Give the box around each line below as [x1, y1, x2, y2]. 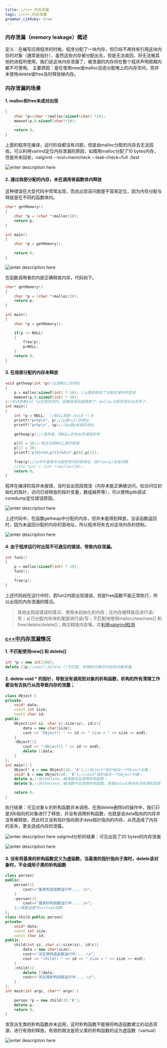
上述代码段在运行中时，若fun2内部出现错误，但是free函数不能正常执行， [5, 592, 154, 598]
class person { [5, 873, 35, 878]
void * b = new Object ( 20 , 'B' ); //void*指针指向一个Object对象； [14, 772, 143, 777]
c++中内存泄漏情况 [5, 635, 51, 642]
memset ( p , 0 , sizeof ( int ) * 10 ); [14, 395, 79, 400]
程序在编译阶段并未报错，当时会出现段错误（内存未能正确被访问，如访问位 [5, 483, 158, 489]
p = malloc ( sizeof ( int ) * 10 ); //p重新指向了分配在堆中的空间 [14, 390, 136, 395]
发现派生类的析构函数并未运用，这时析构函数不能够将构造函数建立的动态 [5, 1021, 153, 1027]
